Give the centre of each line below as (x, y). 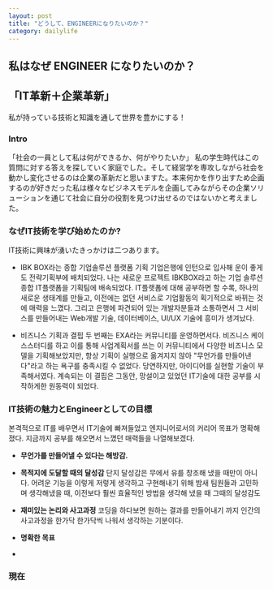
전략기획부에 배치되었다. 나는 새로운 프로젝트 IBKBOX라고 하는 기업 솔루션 (146, 277)
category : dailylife (43, 31)
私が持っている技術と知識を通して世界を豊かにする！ (97, 117)
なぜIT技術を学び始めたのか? (65, 230)
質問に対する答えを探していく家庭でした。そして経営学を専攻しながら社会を (136, 167)
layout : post (30, 16)
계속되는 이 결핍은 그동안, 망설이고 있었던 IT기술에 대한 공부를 (155, 376)
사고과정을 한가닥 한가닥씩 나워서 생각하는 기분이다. (102, 521)
